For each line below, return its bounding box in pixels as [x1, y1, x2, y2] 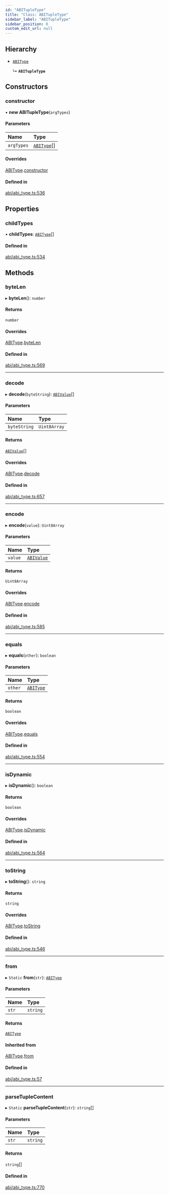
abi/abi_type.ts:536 [5, 190, 45, 196]
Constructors [5, 83, 48, 91]
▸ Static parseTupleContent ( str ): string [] [5, 1104, 94, 1110]
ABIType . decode [5, 471, 40, 477]
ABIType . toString [5, 923, 41, 929]
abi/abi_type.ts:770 [5, 1184, 45, 1190]
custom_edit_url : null [5, 26, 53, 31]
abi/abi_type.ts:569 [5, 362, 45, 368]
